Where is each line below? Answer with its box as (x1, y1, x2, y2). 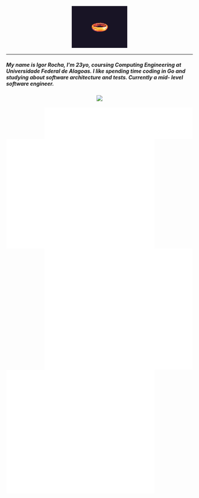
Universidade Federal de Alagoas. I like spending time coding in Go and (6, 68, 185, 75)
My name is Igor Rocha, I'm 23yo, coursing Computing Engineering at (6, 62, 182, 69)
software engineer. (6, 80, 54, 88)
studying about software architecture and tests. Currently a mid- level (6, 74, 184, 81)
